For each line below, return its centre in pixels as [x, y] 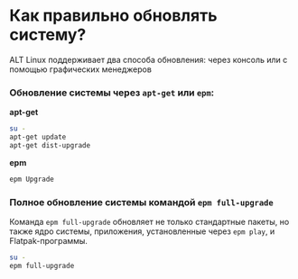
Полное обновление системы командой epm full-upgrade [141, 202]
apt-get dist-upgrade [50, 145]
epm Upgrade [32, 179]
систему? [48, 35]
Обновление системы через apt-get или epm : [112, 93]
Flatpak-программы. [49, 241]
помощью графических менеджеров [80, 69]
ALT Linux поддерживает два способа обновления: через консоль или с [149, 59]
